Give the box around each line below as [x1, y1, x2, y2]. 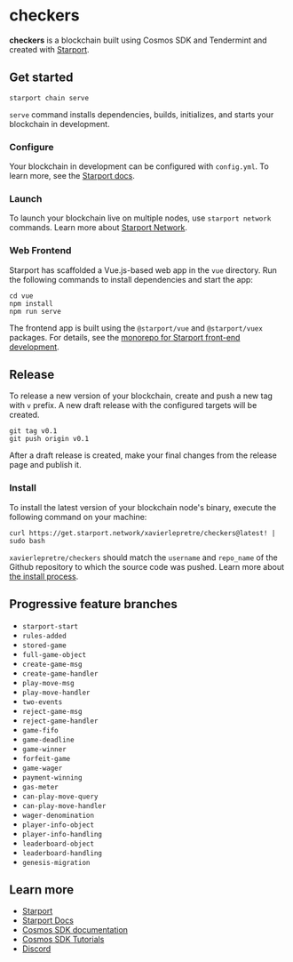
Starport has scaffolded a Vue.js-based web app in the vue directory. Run [9, 264, 278, 276]
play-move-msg [21, 678, 75, 687]
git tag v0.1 [9, 427, 58, 436]
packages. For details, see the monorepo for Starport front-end [9, 332, 241, 342]
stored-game [21, 641, 67, 650]
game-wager [21, 764, 63, 773]
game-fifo [21, 726, 59, 734]
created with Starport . [9, 44, 91, 54]
